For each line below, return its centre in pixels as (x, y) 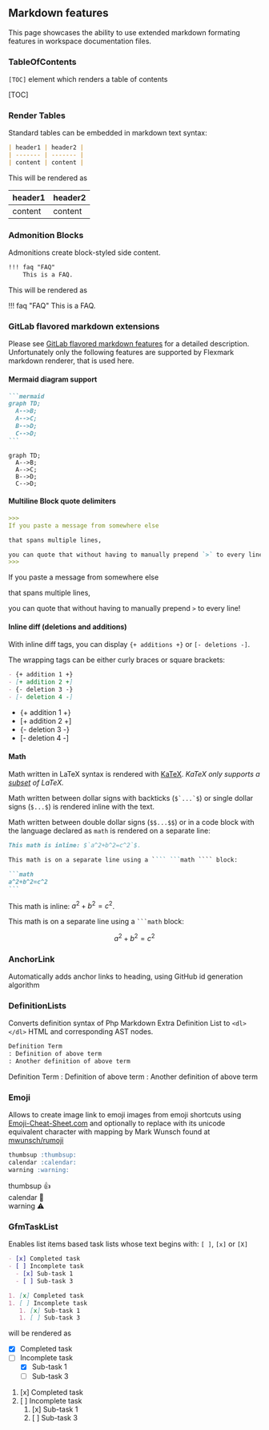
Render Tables (37, 115)
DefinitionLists (37, 1006)
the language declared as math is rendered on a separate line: (109, 831)
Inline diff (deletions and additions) (68, 626)
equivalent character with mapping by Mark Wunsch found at (109, 1132)
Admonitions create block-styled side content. (84, 252)
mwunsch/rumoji (36, 1141)
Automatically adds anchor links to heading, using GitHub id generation (126, 976)
